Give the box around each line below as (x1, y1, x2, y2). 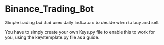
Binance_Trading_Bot (5, 3, 94, 15)
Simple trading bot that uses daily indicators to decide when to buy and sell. (5, 20, 160, 25)
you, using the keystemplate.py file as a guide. (5, 34, 100, 40)
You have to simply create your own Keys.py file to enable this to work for (5, 29, 155, 35)
